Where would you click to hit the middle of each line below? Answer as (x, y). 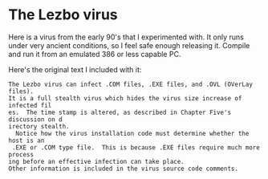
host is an (26, 140)
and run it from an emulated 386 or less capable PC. (95, 54)
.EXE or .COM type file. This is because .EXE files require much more (136, 147)
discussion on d (35, 119)
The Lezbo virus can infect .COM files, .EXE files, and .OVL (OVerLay (130, 84)
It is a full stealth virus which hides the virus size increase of (125, 98)
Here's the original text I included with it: (75, 69)
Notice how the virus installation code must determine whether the (132, 133)
